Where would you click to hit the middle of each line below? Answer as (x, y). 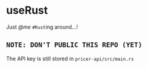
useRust (27, 10)
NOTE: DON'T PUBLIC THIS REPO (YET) (74, 45)
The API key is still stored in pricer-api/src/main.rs (70, 58)
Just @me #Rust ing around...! (42, 27)
